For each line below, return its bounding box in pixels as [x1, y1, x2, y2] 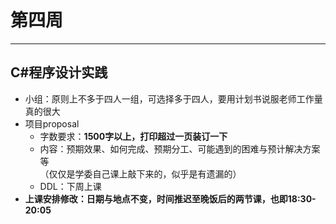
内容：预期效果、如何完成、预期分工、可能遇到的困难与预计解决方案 [39, 142, 321, 155]
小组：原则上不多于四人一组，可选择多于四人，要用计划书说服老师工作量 [24, 92, 323, 105]
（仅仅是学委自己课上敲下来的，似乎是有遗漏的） [39, 167, 242, 180]
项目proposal [24, 117, 80, 130]
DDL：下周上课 [39, 180, 102, 192]
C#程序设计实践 [10, 64, 108, 81]
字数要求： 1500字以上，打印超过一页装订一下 [39, 130, 228, 142]
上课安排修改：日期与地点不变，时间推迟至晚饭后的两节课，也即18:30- [24, 192, 317, 205]
